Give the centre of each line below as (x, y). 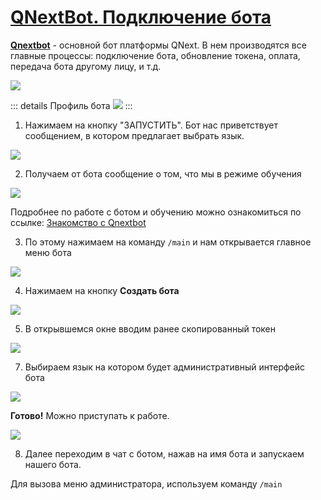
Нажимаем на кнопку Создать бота (102, 290)
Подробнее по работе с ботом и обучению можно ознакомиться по (156, 212)
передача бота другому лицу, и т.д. (86, 66)
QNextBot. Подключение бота (141, 17)
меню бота (48, 252)
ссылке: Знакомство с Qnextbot (78, 222)
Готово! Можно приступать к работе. (90, 415)
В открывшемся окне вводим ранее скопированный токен (150, 328)
